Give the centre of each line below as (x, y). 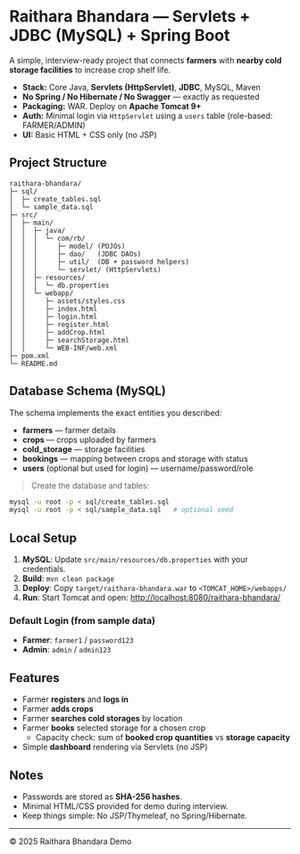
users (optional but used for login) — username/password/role (137, 468)
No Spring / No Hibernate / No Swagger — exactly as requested (141, 97)
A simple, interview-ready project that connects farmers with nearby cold (146, 60)
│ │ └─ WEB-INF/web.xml (63, 348)
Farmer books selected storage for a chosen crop (114, 728)
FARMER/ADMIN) (54, 125)
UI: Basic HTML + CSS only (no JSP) (90, 134)
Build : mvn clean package (68, 578)
